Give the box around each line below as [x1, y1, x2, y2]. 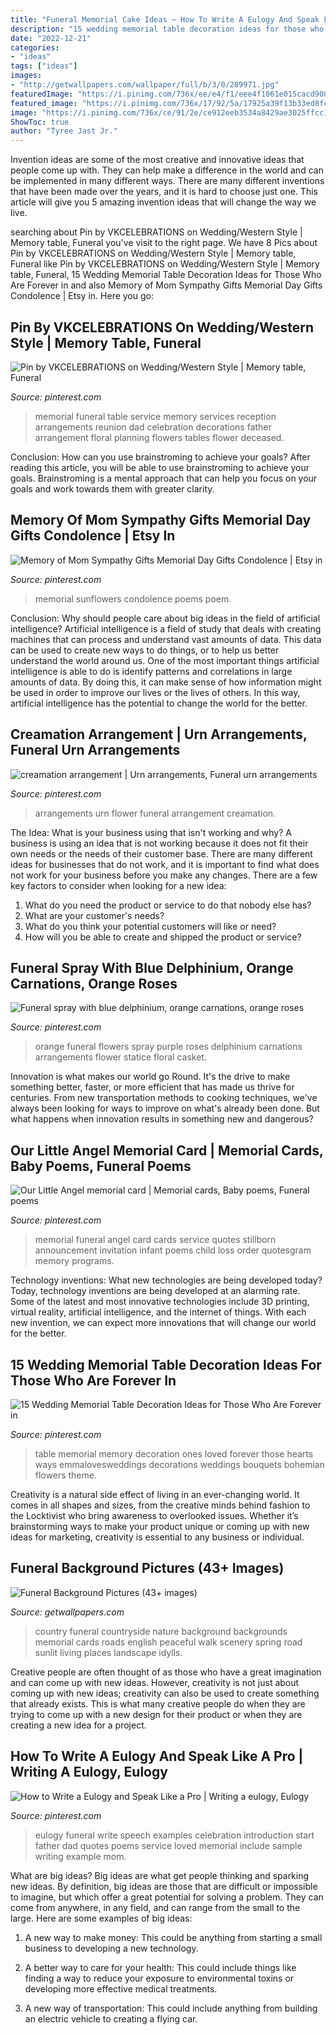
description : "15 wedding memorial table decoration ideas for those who [10, 24, 325, 34]
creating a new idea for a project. [10, 1719, 147, 1731]
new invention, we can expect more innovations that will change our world [10, 1317, 317, 1329]
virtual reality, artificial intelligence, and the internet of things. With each [10, 1306, 307, 1318]
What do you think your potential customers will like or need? [24, 920, 277, 932]
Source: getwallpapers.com [10, 1606, 125, 1618]
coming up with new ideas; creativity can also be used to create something [10, 1687, 320, 1699]
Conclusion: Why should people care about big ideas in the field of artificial [10, 612, 321, 624]
